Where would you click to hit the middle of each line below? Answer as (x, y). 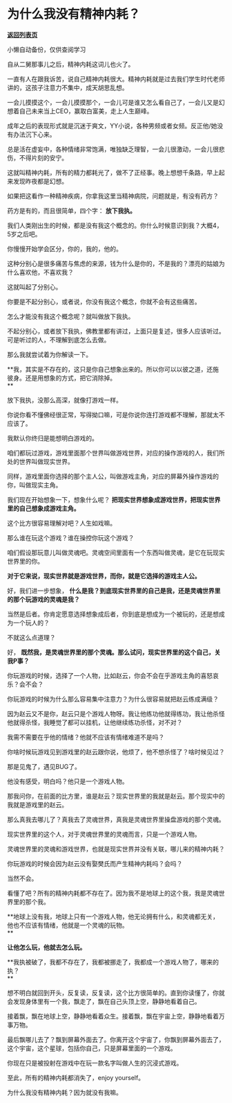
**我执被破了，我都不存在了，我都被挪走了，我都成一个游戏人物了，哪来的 (113, 962)
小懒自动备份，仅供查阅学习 (47, 49)
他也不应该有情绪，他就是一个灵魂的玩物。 (68, 925)
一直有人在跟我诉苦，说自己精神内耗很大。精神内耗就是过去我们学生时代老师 (116, 79)
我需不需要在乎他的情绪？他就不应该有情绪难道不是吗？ (86, 737)
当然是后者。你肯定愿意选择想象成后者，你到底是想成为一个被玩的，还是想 (113, 614)
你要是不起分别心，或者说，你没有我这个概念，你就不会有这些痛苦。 (104, 302)
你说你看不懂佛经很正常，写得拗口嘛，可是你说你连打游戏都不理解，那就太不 (116, 415)
